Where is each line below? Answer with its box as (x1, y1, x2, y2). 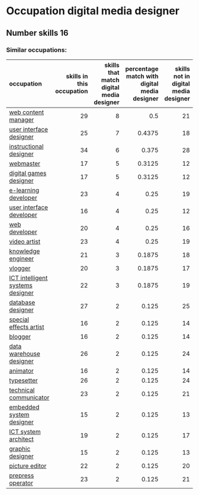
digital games (9, 169, 47, 177)
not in (173, 72, 191, 80)
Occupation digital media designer (6, 4, 179, 18)
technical (9, 386, 35, 394)
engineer (9, 254, 34, 263)
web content (9, 108, 44, 116)
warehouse (9, 349, 40, 358)
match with (126, 72, 159, 80)
